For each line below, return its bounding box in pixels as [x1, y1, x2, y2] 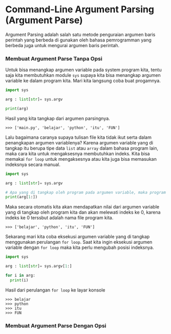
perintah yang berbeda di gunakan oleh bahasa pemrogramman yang [5, 37, 152, 43]
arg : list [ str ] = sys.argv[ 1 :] [5, 264, 72, 269]
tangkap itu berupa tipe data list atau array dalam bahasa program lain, [5, 145, 159, 151]
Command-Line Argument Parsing [5, 4, 155, 15]
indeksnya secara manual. [5, 161, 60, 168]
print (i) [10, 278, 29, 283]
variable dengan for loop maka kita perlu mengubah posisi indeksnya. [5, 244, 155, 251]
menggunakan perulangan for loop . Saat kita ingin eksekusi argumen [5, 239, 153, 245]
